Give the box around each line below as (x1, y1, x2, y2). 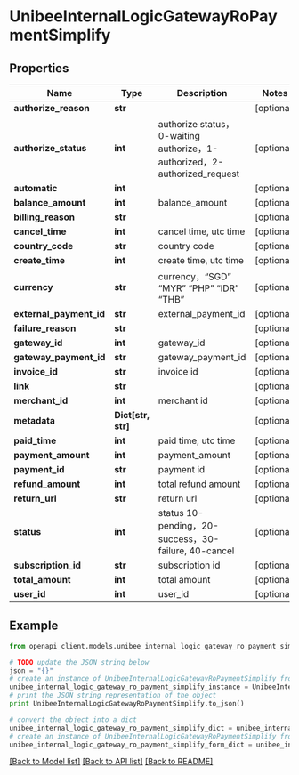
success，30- (158, 533, 220, 545)
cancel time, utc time (158, 225, 246, 238)
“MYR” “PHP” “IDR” (158, 282, 239, 295)
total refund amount (158, 478, 241, 490)
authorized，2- (158, 156, 224, 168)
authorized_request (158, 167, 240, 180)
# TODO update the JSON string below (9, 658, 149, 666)
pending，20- (158, 520, 220, 531)
